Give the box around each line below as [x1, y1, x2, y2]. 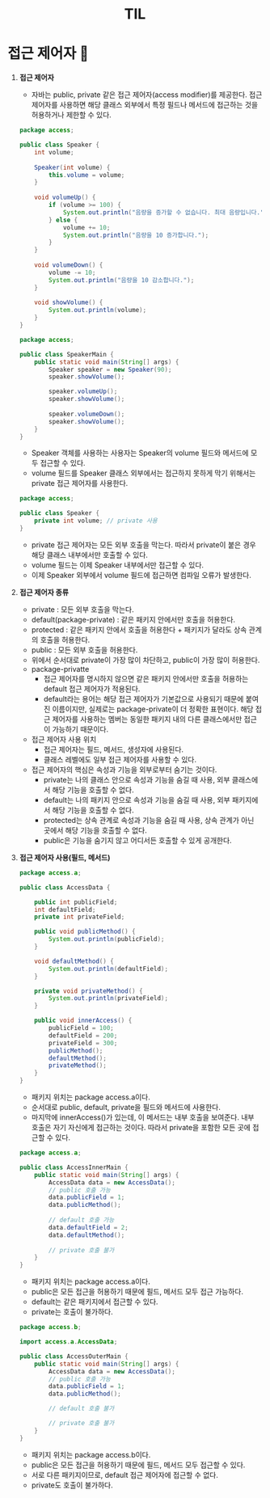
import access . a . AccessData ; [19, 1338, 118, 1346]
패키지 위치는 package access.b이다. [31, 1449, 151, 1459]
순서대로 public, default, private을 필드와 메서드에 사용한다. [31, 1103, 221, 1112]
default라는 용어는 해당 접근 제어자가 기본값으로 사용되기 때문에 [43, 694, 244, 703]
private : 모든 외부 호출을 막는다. [31, 604, 134, 614]
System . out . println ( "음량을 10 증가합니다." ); [62, 231, 209, 239]
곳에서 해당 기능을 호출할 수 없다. [43, 825, 147, 835]
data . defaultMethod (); [49, 1230, 125, 1239]
